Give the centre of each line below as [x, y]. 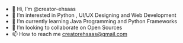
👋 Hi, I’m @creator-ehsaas [44, 9]
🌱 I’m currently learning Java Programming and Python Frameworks [94, 21]
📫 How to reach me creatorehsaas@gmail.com [70, 34]
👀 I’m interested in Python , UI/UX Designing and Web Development [94, 15]
